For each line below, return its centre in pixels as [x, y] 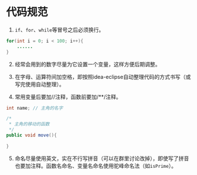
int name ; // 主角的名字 [35, 108]
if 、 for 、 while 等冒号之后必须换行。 [59, 30]
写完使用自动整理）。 [39, 84]
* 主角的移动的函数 [29, 124]
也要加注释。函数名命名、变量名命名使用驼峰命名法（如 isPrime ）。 [96, 166]
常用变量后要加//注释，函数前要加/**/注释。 [68, 97]
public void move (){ [32, 135]
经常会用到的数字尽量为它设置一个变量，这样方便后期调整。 [88, 64]
